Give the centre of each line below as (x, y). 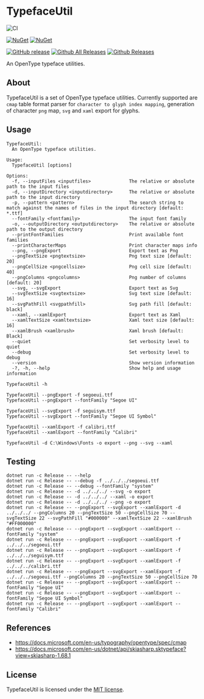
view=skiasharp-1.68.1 (43, 656)
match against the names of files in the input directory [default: (95, 208)
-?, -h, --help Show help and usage (97, 368)
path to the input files (38, 187)
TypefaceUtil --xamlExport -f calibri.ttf (61, 427)
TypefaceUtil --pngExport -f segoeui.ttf (60, 395)
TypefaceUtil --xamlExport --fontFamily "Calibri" (72, 432)
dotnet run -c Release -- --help (49, 476)
